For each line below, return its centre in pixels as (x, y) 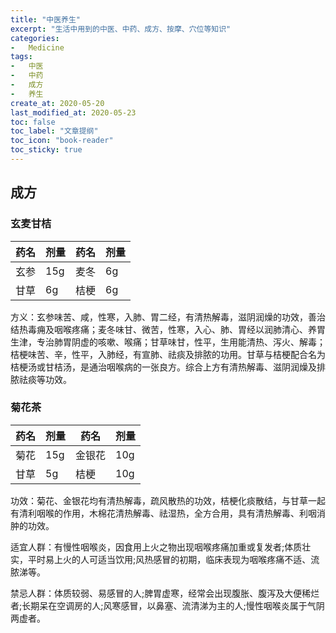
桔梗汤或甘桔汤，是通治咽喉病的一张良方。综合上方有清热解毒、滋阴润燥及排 (168, 367)
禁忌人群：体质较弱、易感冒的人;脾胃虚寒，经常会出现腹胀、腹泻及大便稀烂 (165, 593)
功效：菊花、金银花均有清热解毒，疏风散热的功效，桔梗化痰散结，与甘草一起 (168, 500)
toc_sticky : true (46, 150)
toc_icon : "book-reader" (62, 141)
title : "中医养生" (46, 19)
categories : (35, 38)
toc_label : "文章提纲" (54, 131)
